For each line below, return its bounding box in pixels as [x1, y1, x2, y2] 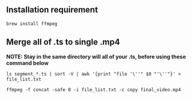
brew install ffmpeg [6, 20, 58, 26]
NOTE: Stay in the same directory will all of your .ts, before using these [6, 53, 186, 60]
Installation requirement [6, 5, 98, 15]
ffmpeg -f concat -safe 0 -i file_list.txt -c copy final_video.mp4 [6, 86, 181, 92]
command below [6, 59, 49, 67]
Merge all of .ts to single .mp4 [6, 37, 120, 47]
